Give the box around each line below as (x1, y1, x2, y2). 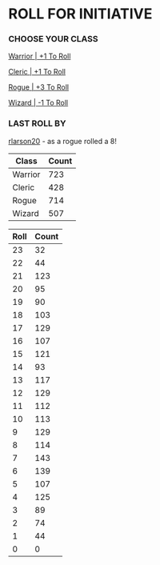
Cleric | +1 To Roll (8, 67, 66, 77)
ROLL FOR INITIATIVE (8, 5, 153, 23)
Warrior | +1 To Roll (8, 51, 71, 61)
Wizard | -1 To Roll (8, 98, 69, 108)
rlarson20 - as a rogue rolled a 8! (8, 136, 118, 146)
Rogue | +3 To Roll (8, 82, 70, 92)
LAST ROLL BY (8, 118, 66, 129)
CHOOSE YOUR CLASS (8, 34, 98, 45)
